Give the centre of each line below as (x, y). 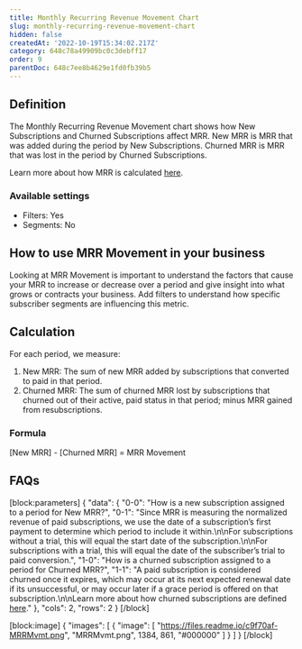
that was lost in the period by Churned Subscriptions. (108, 155)
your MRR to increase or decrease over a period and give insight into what (147, 284)
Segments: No (49, 224)
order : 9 (26, 59)
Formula (28, 433)
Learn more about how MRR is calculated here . (96, 172)
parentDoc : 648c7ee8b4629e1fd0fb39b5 (80, 69)
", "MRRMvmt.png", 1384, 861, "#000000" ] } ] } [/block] (169, 635)
